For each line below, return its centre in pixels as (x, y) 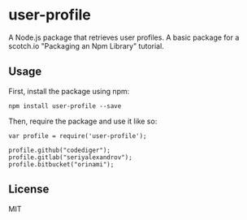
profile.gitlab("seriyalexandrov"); (70, 157)
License (29, 190)
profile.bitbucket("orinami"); (61, 164)
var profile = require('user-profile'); (78, 136)
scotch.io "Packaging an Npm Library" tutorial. (86, 45)
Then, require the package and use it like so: (83, 121)
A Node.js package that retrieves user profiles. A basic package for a (124, 37)
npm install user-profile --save (65, 106)
